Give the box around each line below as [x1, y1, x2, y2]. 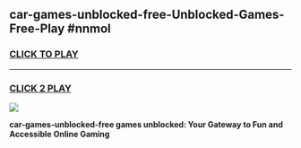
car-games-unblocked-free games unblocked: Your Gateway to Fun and [9, 118, 284, 129]
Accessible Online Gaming [9, 128, 110, 139]
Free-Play [9, 22, 65, 37]
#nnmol [66, 22, 112, 37]
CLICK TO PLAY [9, 48, 79, 61]
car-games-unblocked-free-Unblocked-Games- [9, 7, 285, 22]
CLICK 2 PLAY [9, 82, 72, 94]
